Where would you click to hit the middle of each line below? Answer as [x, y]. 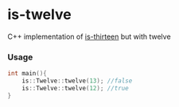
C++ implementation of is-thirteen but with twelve [89, 36]
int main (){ [27, 74]
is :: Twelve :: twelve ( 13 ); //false [77, 81]
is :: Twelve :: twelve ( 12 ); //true [75, 88]
